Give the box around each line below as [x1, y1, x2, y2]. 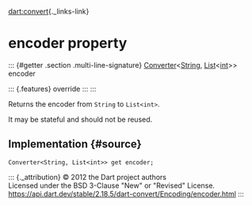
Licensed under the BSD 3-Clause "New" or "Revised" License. [8, 181, 216, 190]
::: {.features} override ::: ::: [8, 84, 97, 93]
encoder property [8, 35, 128, 52]
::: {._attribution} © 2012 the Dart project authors [8, 172, 166, 182]
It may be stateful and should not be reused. [8, 114, 153, 124]
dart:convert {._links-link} [8, 7, 90, 16]
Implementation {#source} [8, 137, 143, 151]
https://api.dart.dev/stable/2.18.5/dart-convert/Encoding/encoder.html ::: [8, 189, 244, 198]
